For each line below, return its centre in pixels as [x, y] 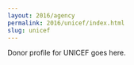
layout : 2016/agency [42, 15]
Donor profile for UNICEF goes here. [67, 53]
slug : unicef [29, 30]
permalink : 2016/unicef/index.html [66, 23]
